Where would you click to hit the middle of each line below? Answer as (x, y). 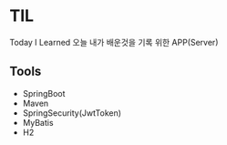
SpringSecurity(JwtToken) (72, 113)
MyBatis (38, 122)
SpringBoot (44, 93)
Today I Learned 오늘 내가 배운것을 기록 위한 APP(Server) (114, 42)
